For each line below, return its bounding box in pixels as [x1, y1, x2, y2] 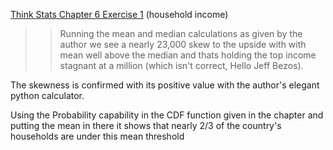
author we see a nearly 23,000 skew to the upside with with [59, 39, 307, 50]
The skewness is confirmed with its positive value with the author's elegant [10, 79, 320, 91]
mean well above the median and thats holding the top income [59, 49, 317, 61]
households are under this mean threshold [10, 130, 185, 142]
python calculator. [10, 90, 85, 101]
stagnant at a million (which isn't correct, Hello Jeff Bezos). [59, 60, 304, 71]
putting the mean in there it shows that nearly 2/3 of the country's [10, 120, 282, 131]
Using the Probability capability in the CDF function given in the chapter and [10, 109, 324, 121]
